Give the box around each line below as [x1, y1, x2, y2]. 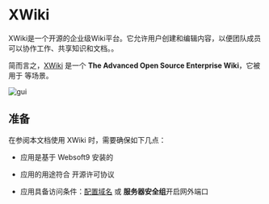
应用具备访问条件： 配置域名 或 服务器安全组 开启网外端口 [19, 186, 208, 196]
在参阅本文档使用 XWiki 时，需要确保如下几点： [8, 135, 166, 144]
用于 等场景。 [8, 70, 53, 80]
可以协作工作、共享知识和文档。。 [8, 43, 119, 53]
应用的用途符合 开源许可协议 [19, 169, 115, 179]
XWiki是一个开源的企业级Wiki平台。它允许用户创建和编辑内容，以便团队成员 [8, 33, 262, 43]
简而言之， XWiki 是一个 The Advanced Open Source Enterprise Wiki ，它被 [8, 60, 261, 70]
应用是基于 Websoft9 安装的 [19, 152, 114, 162]
